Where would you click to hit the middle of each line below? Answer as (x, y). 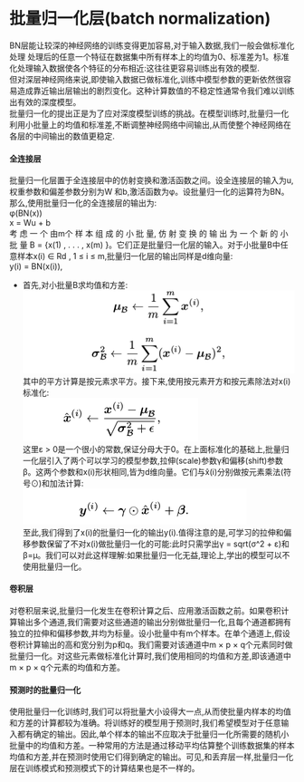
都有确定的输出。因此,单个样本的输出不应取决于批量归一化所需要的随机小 (153, 734)
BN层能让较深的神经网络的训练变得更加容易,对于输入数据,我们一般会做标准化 (152, 45)
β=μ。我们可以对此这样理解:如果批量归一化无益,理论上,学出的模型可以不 (156, 555)
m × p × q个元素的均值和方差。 (67, 668)
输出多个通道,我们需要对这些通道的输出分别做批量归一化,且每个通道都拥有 (154, 623)
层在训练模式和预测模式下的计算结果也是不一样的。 (104, 768)
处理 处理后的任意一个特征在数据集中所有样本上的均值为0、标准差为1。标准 (149, 56)
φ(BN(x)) (26, 213)
